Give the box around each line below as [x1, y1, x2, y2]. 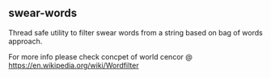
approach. [8, 36, 43, 46]
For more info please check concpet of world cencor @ [8, 51, 193, 61]
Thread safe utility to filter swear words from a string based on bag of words [8, 27, 263, 37]
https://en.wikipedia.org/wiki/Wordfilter [8, 60, 139, 70]
